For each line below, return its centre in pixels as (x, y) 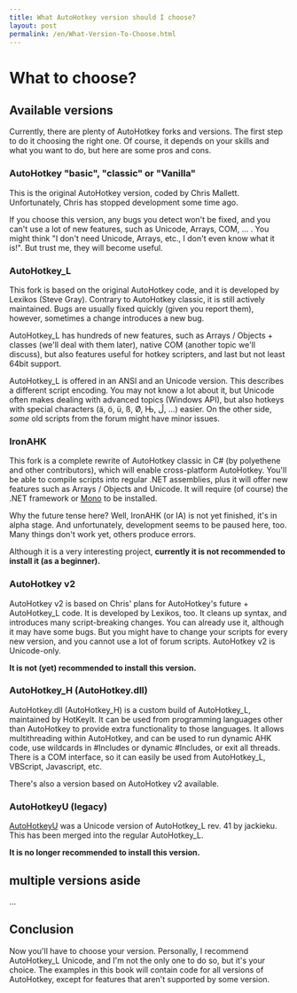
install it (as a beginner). (55, 561)
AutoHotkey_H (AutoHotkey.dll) (78, 691)
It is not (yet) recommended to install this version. (103, 668)
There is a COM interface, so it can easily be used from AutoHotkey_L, (137, 757)
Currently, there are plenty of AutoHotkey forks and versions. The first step (146, 132)
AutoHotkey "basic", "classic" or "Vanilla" (103, 174)
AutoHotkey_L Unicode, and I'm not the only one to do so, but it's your (137, 960)
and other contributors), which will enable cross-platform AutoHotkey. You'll (148, 470)
